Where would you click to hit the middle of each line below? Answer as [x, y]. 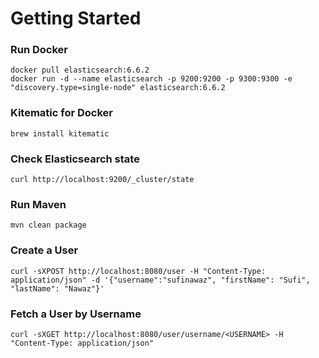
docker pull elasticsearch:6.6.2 [80, 70]
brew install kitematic [60, 133]
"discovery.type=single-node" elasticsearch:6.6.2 [118, 88]
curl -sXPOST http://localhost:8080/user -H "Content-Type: [138, 271]
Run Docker [39, 50]
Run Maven [38, 204]
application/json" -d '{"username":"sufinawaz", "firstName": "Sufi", [160, 280]
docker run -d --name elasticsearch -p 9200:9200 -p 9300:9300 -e [151, 79]
